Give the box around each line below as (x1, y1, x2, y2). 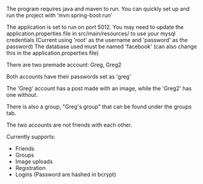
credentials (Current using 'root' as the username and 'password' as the (6, 37, 188, 43)
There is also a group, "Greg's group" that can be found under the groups (6, 103, 192, 110)
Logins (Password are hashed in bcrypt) (15, 171, 116, 178)
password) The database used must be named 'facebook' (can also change (6, 43, 197, 50)
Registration (15, 165, 46, 171)
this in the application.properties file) (6, 49, 99, 57)
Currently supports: (6, 133, 56, 140)
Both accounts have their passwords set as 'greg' (6, 73, 131, 80)
